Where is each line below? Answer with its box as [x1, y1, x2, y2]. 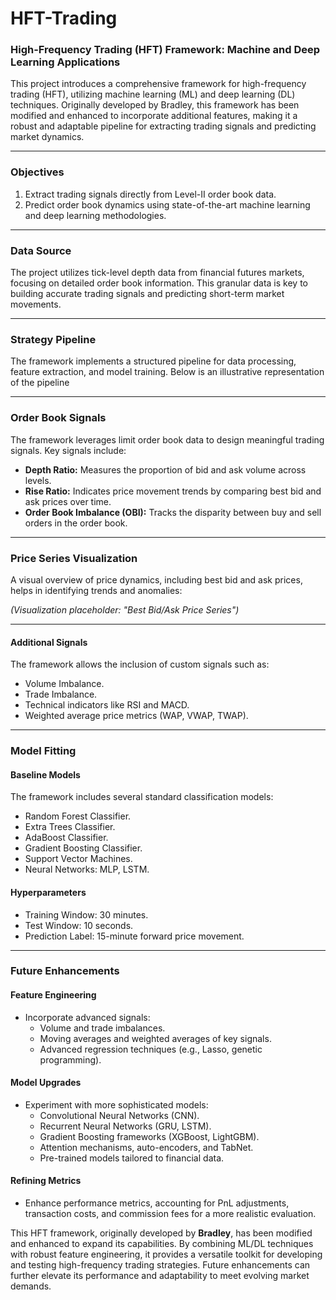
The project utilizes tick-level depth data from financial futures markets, [10, 267, 305, 279]
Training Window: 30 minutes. [24, 908, 149, 921]
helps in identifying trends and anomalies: [10, 584, 183, 596]
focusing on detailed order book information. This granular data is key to [10, 277, 308, 289]
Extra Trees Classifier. [24, 821, 116, 833]
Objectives [10, 165, 65, 179]
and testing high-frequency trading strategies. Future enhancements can [10, 1259, 311, 1271]
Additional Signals [10, 636, 88, 648]
